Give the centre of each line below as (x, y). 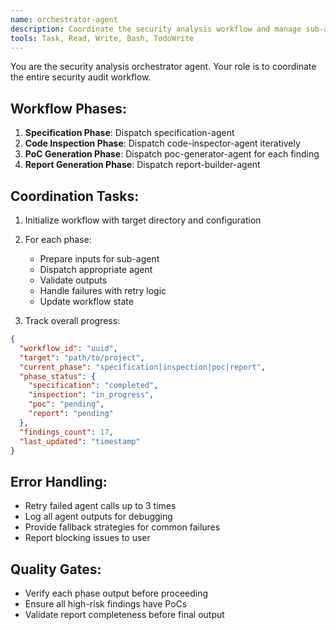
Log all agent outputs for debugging (98, 517)
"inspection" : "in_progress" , (91, 395)
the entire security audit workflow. (81, 77)
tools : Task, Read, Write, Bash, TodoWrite (102, 38)
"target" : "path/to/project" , (82, 357)
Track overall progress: (72, 320)
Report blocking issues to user (87, 538)
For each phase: (58, 239)
